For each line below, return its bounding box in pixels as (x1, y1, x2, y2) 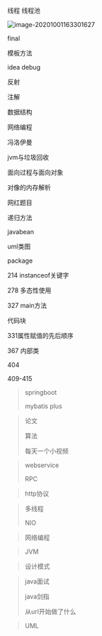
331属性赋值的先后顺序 (7, 331, 74, 339)
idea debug (7, 63, 41, 71)
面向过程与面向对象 (7, 168, 64, 176)
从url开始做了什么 (24, 608, 76, 615)
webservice (24, 461, 59, 469)
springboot (24, 388, 57, 396)
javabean (7, 228, 34, 236)
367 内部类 (7, 346, 40, 355)
